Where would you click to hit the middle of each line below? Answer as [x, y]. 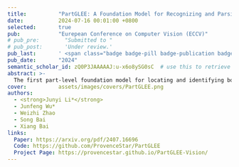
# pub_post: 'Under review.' [60, 47]
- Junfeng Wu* [34, 107]
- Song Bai [30, 119]
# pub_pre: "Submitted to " [60, 41]
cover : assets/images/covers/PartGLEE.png [85, 87]
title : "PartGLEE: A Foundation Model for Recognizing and [111, 14]
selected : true [39, 27]
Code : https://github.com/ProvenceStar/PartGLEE [87, 146]
